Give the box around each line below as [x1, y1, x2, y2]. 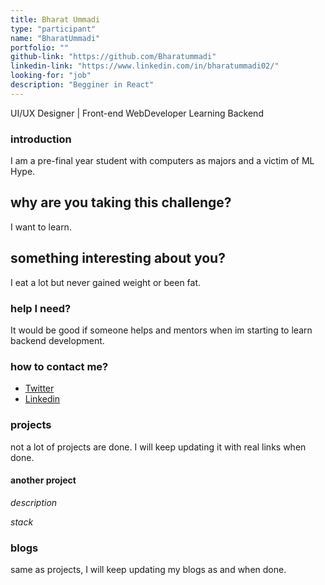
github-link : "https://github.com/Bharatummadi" [10, 52, 217, 62]
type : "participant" [10, 24, 97, 34]
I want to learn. [10, 221, 72, 233]
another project [10, 474, 77, 486]
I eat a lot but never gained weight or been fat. [10, 276, 202, 288]
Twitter [24, 382, 55, 395]
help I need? [10, 301, 72, 315]
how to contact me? [10, 359, 109, 373]
